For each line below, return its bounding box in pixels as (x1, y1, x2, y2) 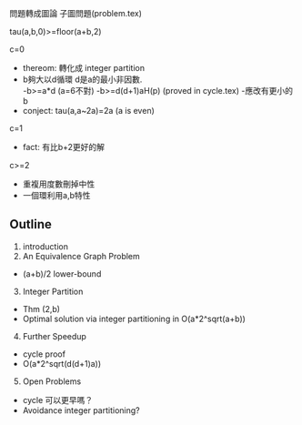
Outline (9, 217, 52, 232)
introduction (22, 240, 68, 252)
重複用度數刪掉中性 (22, 178, 96, 189)
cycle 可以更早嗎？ (22, 394, 94, 405)
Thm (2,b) (22, 303, 61, 314)
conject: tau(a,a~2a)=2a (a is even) (22, 106, 155, 116)
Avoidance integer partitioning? (22, 404, 140, 416)
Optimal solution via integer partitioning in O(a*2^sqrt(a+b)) (22, 313, 246, 324)
